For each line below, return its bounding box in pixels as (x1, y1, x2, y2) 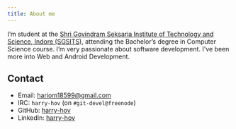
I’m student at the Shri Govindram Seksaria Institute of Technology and (7, 30, 214, 38)
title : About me (7, 10, 55, 18)
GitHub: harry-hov (17, 106, 71, 115)
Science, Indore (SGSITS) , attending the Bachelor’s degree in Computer (7, 37, 216, 46)
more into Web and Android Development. (7, 52, 130, 61)
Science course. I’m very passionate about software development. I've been (7, 44, 230, 53)
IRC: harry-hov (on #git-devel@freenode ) (17, 99, 136, 107)
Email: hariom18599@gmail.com (17, 91, 111, 99)
